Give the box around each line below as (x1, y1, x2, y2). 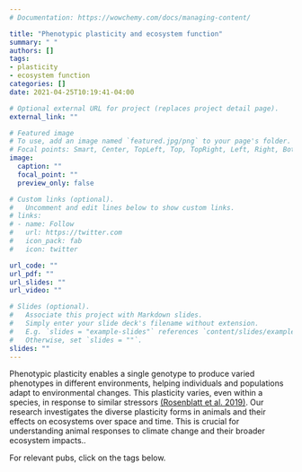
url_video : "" (9, 286, 63, 295)
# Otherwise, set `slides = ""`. (9, 336, 143, 345)
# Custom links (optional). (9, 195, 115, 204)
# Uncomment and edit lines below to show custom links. (9, 203, 235, 212)
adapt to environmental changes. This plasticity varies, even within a (9, 388, 263, 398)
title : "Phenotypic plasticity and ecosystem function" (9, 29, 223, 39)
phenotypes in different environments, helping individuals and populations (9, 378, 284, 389)
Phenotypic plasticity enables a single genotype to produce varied (9, 369, 255, 380)
